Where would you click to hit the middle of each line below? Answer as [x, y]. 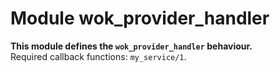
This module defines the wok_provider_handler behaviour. [131, 46]
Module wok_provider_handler [140, 18]
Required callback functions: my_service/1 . [98, 56]
